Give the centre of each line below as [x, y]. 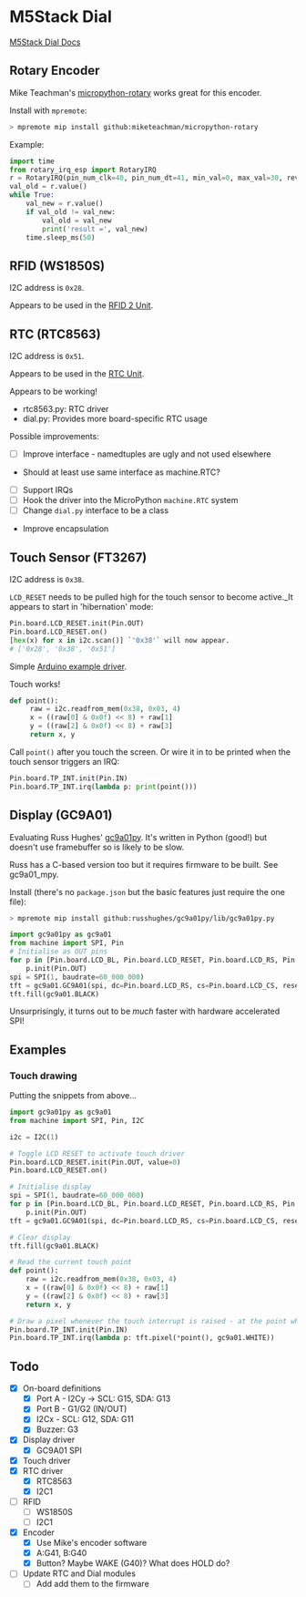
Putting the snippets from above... [73, 1096]
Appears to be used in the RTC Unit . [77, 374]
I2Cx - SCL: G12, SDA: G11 [85, 1419]
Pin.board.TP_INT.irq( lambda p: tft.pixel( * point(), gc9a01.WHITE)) [142, 1338]
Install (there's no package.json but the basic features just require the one [147, 891]
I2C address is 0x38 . [47, 580]
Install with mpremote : [48, 110]
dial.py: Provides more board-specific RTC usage [115, 418]
